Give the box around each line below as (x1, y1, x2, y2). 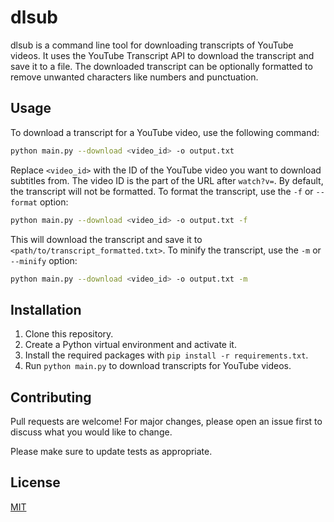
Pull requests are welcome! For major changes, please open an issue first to (10, 416, 323, 427)
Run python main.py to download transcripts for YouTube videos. (24, 360, 292, 372)
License (10, 474, 61, 491)
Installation (10, 301, 82, 318)
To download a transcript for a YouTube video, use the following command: (10, 126, 320, 138)
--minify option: (10, 254, 78, 266)
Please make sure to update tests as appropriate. (10, 446, 213, 457)
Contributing (10, 389, 92, 406)
